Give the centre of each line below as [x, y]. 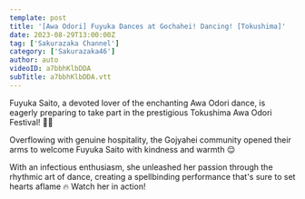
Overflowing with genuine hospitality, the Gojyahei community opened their [151, 139]
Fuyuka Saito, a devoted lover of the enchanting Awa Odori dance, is [138, 103]
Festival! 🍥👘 [31, 122]
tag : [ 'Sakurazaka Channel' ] [64, 43]
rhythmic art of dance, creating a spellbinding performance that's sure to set [152, 176]
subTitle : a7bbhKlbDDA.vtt [60, 77]
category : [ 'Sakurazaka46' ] [63, 52]
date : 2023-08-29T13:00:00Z [63, 35]
